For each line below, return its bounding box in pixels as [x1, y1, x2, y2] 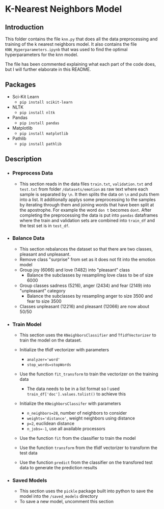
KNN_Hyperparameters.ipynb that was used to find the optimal [5, 47, 128, 52]
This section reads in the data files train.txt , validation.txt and [19, 181, 153, 187]
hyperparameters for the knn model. [5, 52, 79, 57]
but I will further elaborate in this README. [5, 66, 91, 72]
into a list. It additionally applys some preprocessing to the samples [19, 197, 156, 202]
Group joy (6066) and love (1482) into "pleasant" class [19, 267, 130, 273]
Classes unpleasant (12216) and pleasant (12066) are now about [19, 303, 150, 309]
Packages [5, 81, 36, 89]
